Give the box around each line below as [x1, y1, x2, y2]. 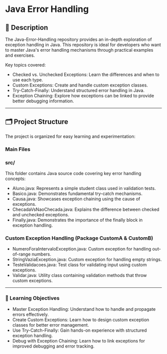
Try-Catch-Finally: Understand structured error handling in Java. [12, 88, 145, 93]
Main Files [5, 146, 31, 153]
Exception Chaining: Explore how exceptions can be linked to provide [12, 93, 154, 98]
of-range [12, 251, 31, 257]
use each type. [12, 77, 43, 83]
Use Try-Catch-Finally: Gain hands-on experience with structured [12, 327, 147, 333]
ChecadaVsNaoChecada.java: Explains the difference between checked [12, 206, 160, 212]
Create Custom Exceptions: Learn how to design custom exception [12, 317, 150, 323]
